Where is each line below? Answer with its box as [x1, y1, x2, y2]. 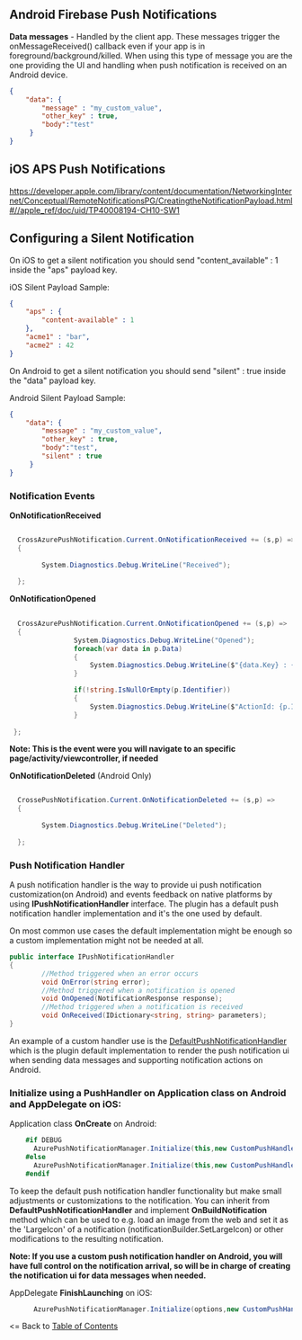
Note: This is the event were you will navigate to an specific [9, 744, 236, 755]
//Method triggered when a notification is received [41, 1003, 244, 1012]
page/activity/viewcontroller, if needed [9, 753, 159, 764]
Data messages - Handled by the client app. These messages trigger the [9, 31, 280, 41]
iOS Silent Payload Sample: [9, 281, 110, 292]
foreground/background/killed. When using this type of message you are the [9, 49, 293, 61]
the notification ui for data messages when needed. [9, 1270, 207, 1281]
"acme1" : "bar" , [25, 333, 91, 342]
